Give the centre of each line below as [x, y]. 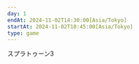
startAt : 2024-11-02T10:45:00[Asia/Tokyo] [70, 26]
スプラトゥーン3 [31, 54]
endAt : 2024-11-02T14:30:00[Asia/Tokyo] [67, 20]
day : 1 [17, 14]
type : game [23, 33]
